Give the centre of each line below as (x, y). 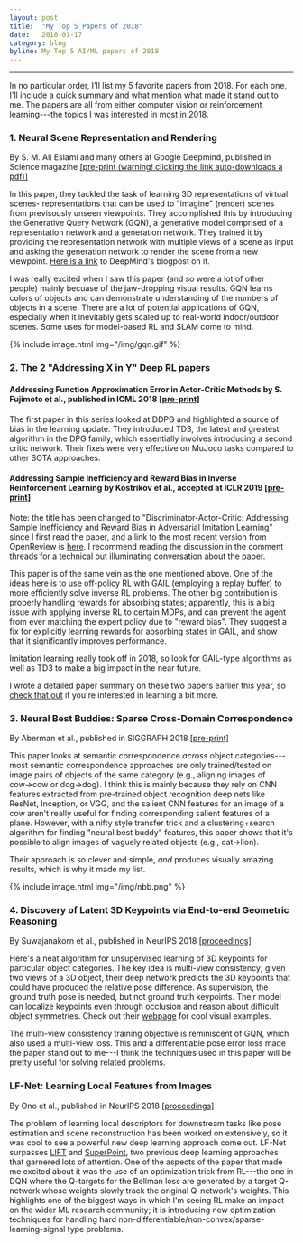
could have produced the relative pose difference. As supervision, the (139, 987)
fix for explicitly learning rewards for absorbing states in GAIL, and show (143, 631)
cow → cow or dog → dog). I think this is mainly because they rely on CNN (143, 785)
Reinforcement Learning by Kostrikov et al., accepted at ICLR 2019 (136, 488)
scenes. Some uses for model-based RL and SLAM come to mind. (132, 327)
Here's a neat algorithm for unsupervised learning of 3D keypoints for (138, 958)
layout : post (34, 18)
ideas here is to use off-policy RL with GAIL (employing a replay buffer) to (146, 583)
